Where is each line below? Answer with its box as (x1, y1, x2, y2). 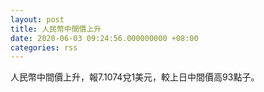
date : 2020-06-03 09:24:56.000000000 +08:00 (10, 33, 199, 43)
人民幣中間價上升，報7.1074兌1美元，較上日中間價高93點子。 (10, 71, 260, 83)
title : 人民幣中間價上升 (10, 24, 102, 34)
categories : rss (10, 42, 78, 53)
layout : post (10, 14, 65, 25)
